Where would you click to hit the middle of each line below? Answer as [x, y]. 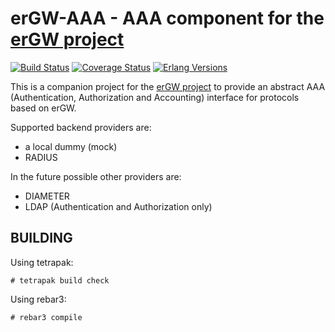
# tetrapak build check [60, 280]
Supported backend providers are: [81, 127]
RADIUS [41, 157]
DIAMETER [47, 196]
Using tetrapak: [42, 262]
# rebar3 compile [46, 317]
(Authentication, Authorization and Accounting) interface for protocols [155, 97]
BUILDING [41, 238]
